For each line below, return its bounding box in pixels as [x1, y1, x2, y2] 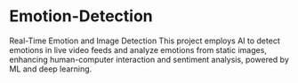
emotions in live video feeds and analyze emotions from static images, [9, 44, 267, 55]
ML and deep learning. [9, 64, 93, 74]
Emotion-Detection [9, 6, 153, 26]
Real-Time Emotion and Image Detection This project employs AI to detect [9, 35, 280, 46]
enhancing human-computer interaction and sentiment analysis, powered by [9, 54, 289, 64]
